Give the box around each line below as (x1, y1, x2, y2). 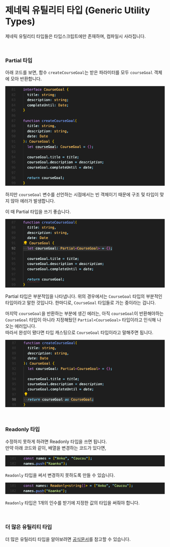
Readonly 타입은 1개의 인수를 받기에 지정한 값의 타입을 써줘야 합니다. (5, 500, 140, 506)
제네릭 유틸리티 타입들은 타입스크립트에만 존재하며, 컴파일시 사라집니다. (5, 33, 146, 39)
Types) (5, 16, 35, 27)
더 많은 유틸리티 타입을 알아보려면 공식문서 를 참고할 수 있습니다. (5, 536, 131, 542)
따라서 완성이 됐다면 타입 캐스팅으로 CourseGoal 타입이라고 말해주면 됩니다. (5, 329, 153, 335)
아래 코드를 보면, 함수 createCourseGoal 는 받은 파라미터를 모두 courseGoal (5, 70, 153, 76)
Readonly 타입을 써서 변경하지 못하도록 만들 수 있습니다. (5, 472, 115, 478)
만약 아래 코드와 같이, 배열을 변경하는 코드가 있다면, (5, 445, 106, 451)
